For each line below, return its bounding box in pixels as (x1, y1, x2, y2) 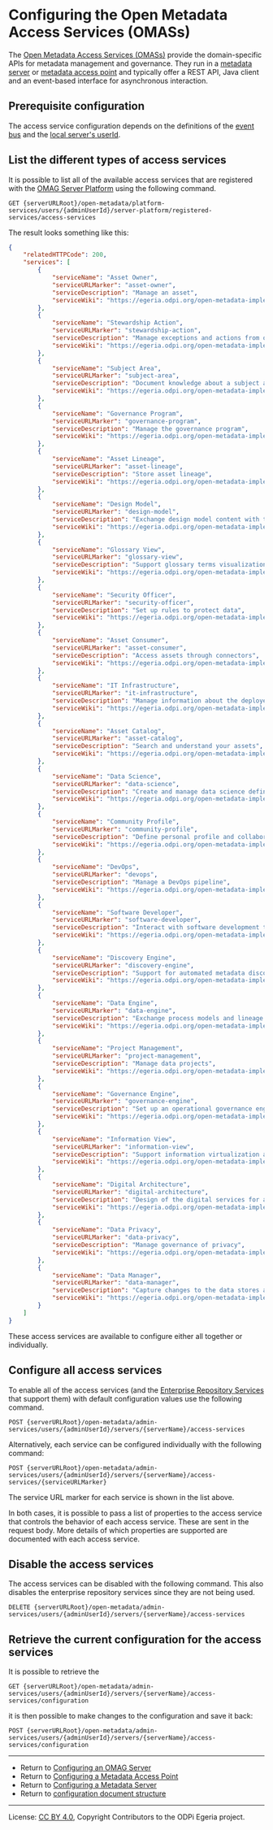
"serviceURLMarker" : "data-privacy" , (51, 1233, 180, 1241)
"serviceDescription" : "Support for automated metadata (51, 969, 245, 977)
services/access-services (8, 213, 96, 221)
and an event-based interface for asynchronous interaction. (8, 76, 209, 85)
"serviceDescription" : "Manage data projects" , (51, 1059, 217, 1068)
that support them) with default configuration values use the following (8, 1393, 242, 1403)
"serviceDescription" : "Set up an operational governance (51, 1105, 253, 1113)
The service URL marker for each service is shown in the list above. (8, 1492, 235, 1502)
